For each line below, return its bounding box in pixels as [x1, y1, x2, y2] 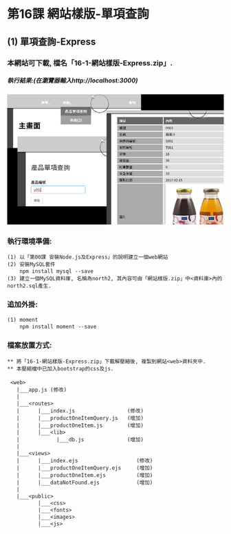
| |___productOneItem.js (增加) [16, 422, 144, 429]
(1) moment [7, 317, 38, 324]
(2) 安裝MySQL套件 [7, 261, 56, 268]
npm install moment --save [19, 324, 97, 331]
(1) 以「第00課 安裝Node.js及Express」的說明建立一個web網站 [7, 254, 168, 261]
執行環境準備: [7, 236, 52, 246]
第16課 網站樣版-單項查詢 [7, 6, 149, 22]
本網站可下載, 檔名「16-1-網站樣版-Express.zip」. [7, 58, 173, 67]
